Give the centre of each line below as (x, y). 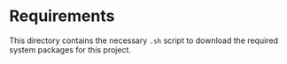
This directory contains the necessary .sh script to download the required (144, 40)
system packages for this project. (70, 49)
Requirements (62, 16)
